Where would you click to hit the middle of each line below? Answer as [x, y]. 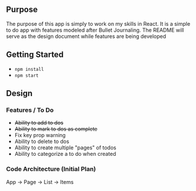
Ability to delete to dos [42, 141]
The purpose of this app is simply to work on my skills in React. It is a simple [98, 23]
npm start [27, 76]
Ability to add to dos [39, 123]
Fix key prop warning [40, 135]
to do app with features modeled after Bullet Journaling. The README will [95, 30]
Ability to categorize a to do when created [65, 154]
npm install [29, 69]
